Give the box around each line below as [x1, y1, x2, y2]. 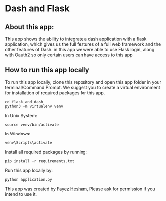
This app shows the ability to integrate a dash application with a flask [5, 36, 147, 42]
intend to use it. [5, 191, 37, 197]
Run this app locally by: [5, 167, 53, 173]
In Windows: [5, 131, 31, 136]
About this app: [5, 23, 54, 31]
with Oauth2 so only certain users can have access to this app [5, 52, 133, 58]
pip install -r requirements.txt [5, 158, 75, 164]
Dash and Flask [5, 3, 70, 14]
